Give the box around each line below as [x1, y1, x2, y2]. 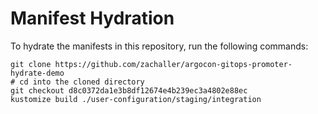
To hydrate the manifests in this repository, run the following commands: [10, 40, 309, 52]
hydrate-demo [10, 68, 65, 78]
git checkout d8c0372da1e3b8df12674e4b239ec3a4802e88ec [10, 85, 248, 96]
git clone [10, 59, 52, 69]
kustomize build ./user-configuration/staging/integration [10, 94, 262, 104]
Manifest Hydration [10, 7, 175, 30]
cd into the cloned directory [19, 77, 145, 87]
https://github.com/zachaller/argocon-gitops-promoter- [54, 59, 293, 69]
